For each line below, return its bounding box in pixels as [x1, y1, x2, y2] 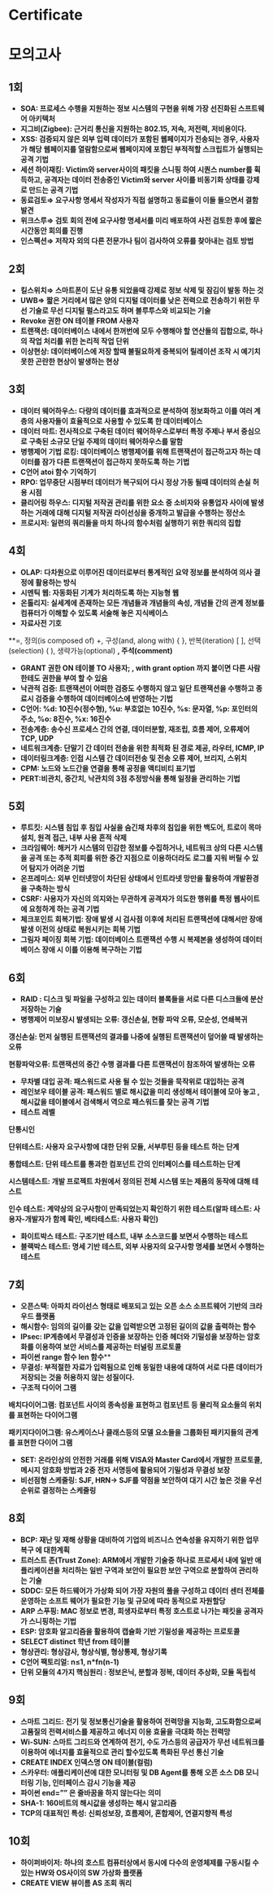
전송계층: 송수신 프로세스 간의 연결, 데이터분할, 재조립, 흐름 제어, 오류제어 [19, 723, 250, 734]
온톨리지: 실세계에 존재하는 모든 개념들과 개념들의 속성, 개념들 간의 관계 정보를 [19, 597, 265, 608]
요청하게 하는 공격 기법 [28, 904, 100, 914]
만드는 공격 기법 [28, 185, 79, 195]
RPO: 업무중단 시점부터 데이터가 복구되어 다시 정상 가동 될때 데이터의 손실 [19, 477, 252, 486]
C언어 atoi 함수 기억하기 [19, 467, 97, 477]
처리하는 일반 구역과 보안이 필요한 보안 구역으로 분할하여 [61, 1565, 237, 1575]
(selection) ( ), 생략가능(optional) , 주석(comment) [8, 645, 173, 655]
